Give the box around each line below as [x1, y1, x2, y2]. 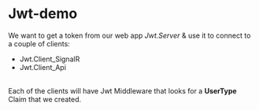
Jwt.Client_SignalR [19, 54, 80, 64]
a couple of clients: [8, 38, 71, 48]
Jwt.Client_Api [19, 62, 67, 71]
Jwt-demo [8, 5, 78, 23]
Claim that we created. [8, 94, 82, 104]
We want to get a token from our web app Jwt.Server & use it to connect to [8, 31, 251, 40]
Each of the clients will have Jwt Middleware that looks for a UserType [8, 86, 238, 95]
